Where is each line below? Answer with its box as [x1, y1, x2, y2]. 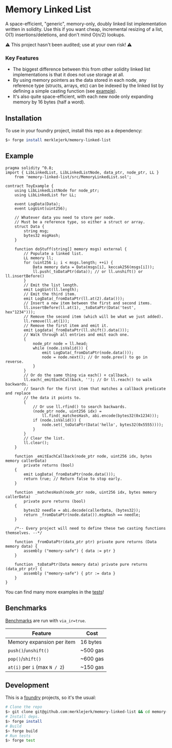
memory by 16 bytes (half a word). [12, 99, 85, 105]
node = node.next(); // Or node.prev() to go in [41, 354, 147, 360]
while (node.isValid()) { [32, 345, 88, 351]
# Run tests [5, 733, 31, 738]
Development [5, 681, 50, 689]
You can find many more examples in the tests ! [5, 588, 104, 595]
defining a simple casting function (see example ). [12, 88, 117, 94]
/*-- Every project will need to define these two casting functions [14, 526, 166, 531]
